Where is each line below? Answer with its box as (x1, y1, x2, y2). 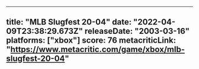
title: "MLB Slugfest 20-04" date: (6, 17, 132, 27)
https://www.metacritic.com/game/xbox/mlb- (10, 44, 185, 54)
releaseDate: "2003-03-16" (85, 26, 190, 36)
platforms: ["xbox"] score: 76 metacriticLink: (6, 36, 176, 46)
